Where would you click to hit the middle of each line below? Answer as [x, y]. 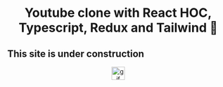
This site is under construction [76, 54]
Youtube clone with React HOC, [118, 13]
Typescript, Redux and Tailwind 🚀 [118, 28]
